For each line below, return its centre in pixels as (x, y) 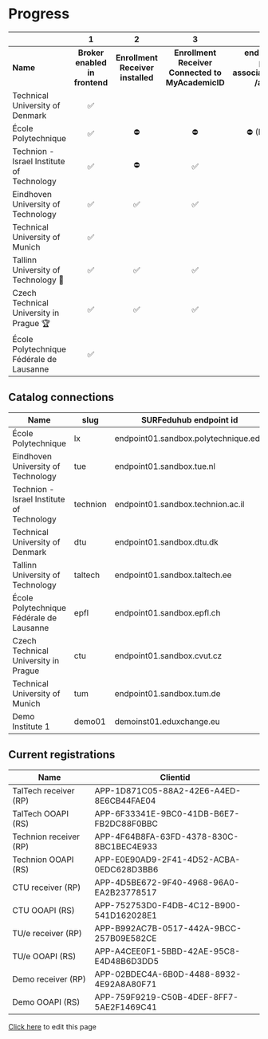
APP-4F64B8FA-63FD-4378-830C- (167, 836)
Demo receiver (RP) (49, 979)
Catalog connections (61, 397)
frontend (91, 82)
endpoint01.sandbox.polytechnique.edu (189, 438)
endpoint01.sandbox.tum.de (167, 693)
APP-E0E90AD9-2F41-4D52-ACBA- (167, 860)
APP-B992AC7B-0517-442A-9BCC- (168, 928)
